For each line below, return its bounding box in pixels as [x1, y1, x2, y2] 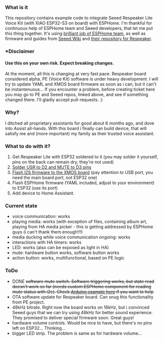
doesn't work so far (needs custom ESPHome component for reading [12, 283, 151, 289]
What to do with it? [5, 143, 51, 149]
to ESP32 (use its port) [12, 185, 58, 191]
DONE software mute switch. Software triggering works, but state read [12, 278, 155, 284]
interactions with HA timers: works [12, 239, 81, 245]
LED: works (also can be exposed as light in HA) [12, 245, 109, 251]
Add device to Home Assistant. [12, 190, 75, 196]
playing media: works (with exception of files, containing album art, [12, 219, 147, 225]
